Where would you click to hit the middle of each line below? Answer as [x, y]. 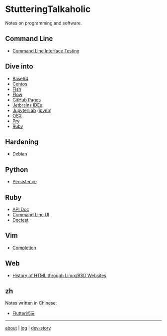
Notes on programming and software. [43, 23]
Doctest [20, 220]
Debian [20, 154]
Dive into [19, 67]
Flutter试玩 [23, 314]
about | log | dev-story [28, 328]
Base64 [20, 78]
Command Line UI [31, 215]
